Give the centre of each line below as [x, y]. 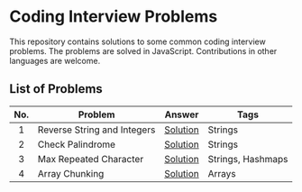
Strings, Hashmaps [248, 159]
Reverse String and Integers [96, 130]
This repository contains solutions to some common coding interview [137, 41]
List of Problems [56, 89]
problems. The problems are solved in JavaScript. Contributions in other [143, 50]
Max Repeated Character [91, 159]
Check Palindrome [76, 144]
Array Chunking [71, 173]
